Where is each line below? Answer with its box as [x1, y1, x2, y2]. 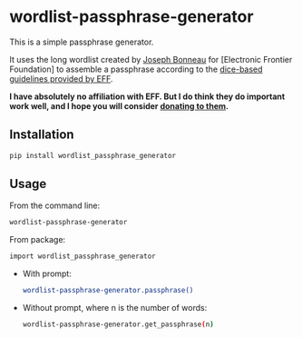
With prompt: [22, 268, 73, 279]
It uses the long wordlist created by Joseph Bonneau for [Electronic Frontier [9, 54, 293, 65]
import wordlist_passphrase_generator [9, 252, 156, 261]
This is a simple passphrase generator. [9, 36, 154, 47]
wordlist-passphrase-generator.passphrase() [22, 286, 194, 295]
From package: [9, 234, 66, 245]
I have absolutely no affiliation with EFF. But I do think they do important [9, 91, 286, 102]
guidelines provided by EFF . [9, 73, 113, 84]
